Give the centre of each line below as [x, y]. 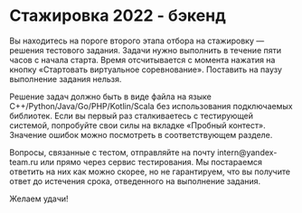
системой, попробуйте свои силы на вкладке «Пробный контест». [137, 125]
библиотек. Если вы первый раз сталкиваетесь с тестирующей [132, 116]
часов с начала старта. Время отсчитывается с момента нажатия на [142, 60]
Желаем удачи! [39, 199]
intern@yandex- [247, 152]
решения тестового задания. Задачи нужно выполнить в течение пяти [146, 50]
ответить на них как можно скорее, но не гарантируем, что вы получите [150, 171]
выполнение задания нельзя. [66, 79]
